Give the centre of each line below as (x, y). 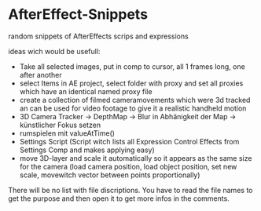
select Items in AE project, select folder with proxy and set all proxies (131, 83)
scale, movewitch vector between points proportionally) (110, 175)
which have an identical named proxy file (86, 91)
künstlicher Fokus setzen (60, 125)
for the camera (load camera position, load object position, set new (128, 166)
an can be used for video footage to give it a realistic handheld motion (133, 108)
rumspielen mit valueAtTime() (67, 133)
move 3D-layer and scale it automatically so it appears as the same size (136, 158)
